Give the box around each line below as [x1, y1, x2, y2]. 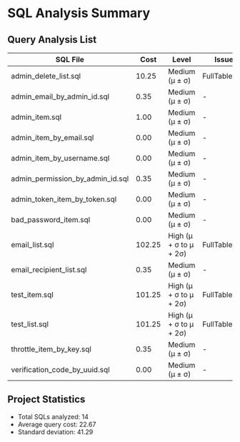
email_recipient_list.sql [11, 265, 87, 274]
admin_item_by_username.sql [11, 154, 110, 163]
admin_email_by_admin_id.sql [11, 91, 109, 101]
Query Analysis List [7, 34, 97, 46]
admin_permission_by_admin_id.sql [11, 174, 129, 184]
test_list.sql [11, 319, 49, 329]
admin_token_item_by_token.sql [11, 194, 117, 204]
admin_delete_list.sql [11, 71, 81, 81]
